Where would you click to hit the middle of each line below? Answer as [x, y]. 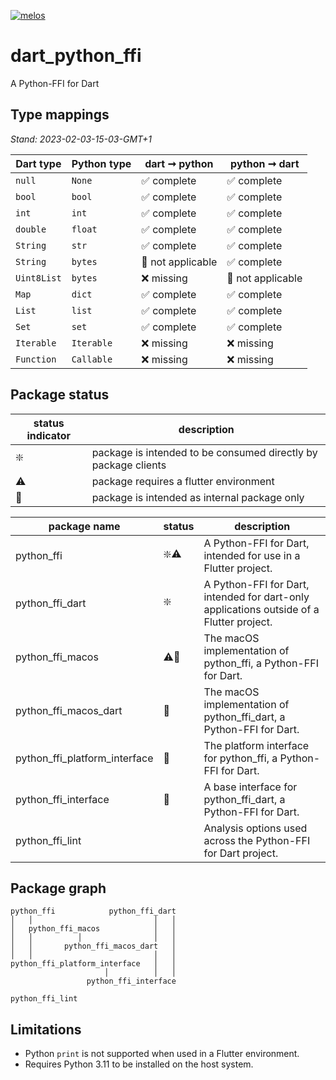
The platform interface [256, 745]
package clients [129, 465]
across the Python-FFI [257, 840]
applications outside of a [261, 609]
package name [84, 526]
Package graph [58, 888]
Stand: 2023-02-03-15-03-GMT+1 [81, 139]
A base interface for [250, 787]
